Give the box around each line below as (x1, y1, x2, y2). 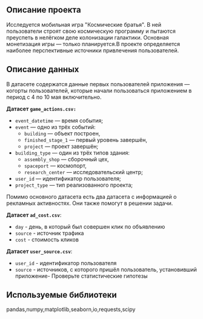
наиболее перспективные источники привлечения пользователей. (6, 47, 179, 54)
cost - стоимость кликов (15, 236, 79, 243)
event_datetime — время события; (15, 116, 104, 124)
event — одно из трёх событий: (15, 123, 96, 130)
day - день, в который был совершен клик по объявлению (15, 223, 165, 230)
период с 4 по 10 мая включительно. (6, 93, 102, 101)
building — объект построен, (24, 130, 101, 137)
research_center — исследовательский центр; (24, 168, 144, 175)
